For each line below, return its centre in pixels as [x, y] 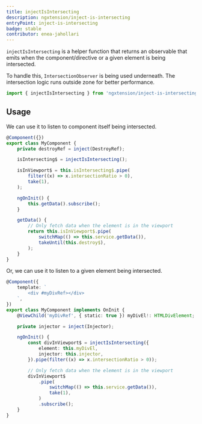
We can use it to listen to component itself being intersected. [81, 126]
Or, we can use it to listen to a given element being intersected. [84, 271]
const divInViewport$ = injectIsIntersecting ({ [88, 343]
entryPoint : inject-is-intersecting [52, 23]
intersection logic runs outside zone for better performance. [81, 83]
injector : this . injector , [71, 354]
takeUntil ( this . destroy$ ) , [72, 242]
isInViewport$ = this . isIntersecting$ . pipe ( [74, 170]
